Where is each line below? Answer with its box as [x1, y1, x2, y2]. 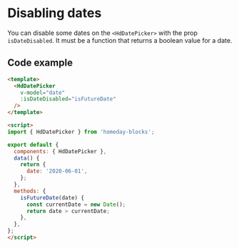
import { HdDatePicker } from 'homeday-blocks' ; [7, 128, 155, 135]
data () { [14, 155, 40, 162]
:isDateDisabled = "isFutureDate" [20, 95, 116, 103]
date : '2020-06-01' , [26, 167, 88, 175]
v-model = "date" [20, 89, 66, 96]
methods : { [14, 187, 46, 195]
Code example [7, 57, 73, 69]
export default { [7, 141, 59, 148]
